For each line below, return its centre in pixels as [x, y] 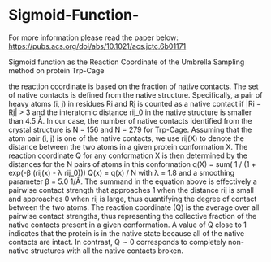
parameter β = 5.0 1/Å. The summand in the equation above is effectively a [133, 181]
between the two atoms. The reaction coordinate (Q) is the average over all [134, 207]
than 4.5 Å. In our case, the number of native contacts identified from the [130, 120]
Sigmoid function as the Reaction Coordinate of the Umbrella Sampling [127, 62]
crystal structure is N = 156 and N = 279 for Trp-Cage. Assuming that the [130, 129]
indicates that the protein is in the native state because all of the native [127, 233]
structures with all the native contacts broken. [107, 251]
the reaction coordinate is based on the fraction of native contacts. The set [133, 86]
